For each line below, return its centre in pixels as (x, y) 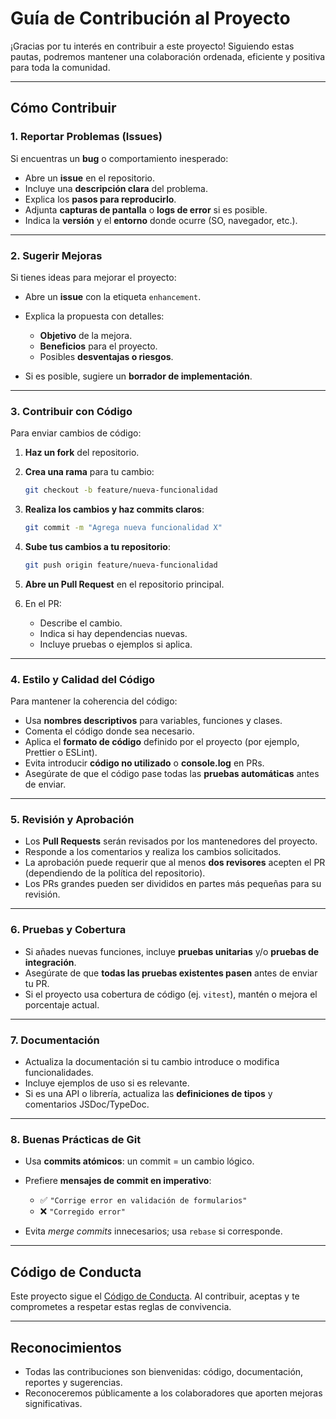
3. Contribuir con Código (71, 411)
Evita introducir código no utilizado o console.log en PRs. (144, 763)
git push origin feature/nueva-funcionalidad (121, 565)
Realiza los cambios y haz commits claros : (114, 509)
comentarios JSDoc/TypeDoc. (87, 1104)
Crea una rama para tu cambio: (89, 472)
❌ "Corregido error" (82, 1211)
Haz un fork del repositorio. (82, 453)
